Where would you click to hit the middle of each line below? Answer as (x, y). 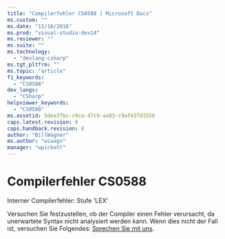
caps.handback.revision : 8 (46, 128)
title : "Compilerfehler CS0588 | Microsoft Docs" (80, 13)
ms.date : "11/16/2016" (40, 26)
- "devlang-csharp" (41, 58)
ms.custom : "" (28, 20)
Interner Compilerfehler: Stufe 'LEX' (58, 201)
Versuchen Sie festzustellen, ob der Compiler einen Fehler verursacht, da (111, 214)
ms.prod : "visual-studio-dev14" (53, 33)
